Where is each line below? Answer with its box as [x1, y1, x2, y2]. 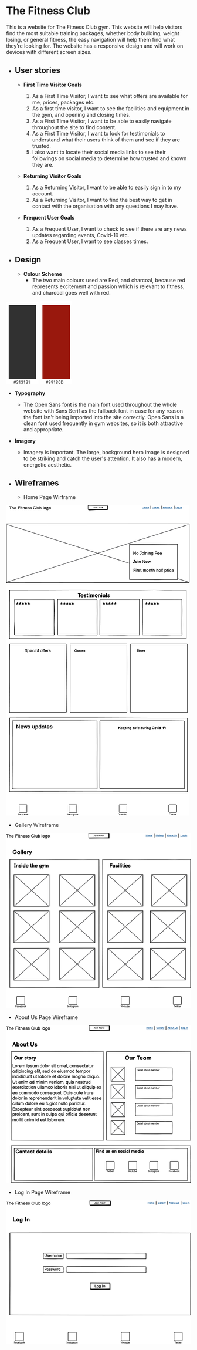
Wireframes [14, 478, 60, 488]
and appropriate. [23, 426, 64, 433]
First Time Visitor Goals [23, 81, 82, 88]
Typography [14, 389, 46, 397]
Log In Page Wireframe [14, 1189, 71, 1196]
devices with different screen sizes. [6, 48, 92, 55]
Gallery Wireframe [14, 822, 59, 829]
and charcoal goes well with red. [32, 289, 111, 296]
